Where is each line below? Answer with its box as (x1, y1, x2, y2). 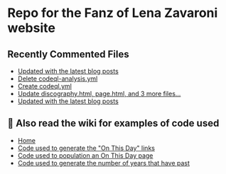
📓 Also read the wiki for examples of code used (7, 117, 220, 129)
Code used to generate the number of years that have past (17, 158, 190, 167)
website (7, 20, 55, 36)
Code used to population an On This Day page (17, 151, 154, 160)
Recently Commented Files (7, 48, 129, 60)
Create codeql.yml (17, 82, 72, 90)
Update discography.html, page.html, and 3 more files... (17, 90, 181, 98)
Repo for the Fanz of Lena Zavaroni (7, 5, 218, 21)
